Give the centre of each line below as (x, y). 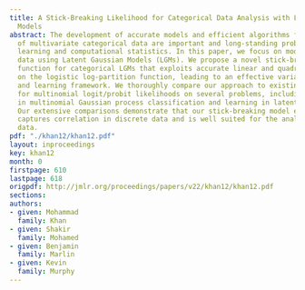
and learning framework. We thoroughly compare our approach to (142, 85)
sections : (28, 195)
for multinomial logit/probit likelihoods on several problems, (142, 94)
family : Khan (42, 220)
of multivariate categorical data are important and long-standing (148, 43)
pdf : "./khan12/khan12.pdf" (63, 136)
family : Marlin (46, 255)
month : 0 (26, 161)
